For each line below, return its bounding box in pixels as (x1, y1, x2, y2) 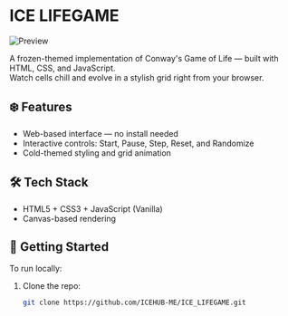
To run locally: (9, 263, 62, 274)
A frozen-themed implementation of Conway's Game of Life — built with (9, 53, 279, 63)
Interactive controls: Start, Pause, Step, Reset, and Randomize (22, 138, 255, 148)
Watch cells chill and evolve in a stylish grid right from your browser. (9, 72, 264, 82)
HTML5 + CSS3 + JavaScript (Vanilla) (22, 203, 163, 214)
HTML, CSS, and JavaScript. (9, 62, 116, 73)
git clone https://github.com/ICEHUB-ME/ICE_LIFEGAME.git (22, 298, 246, 308)
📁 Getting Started (9, 239, 110, 254)
